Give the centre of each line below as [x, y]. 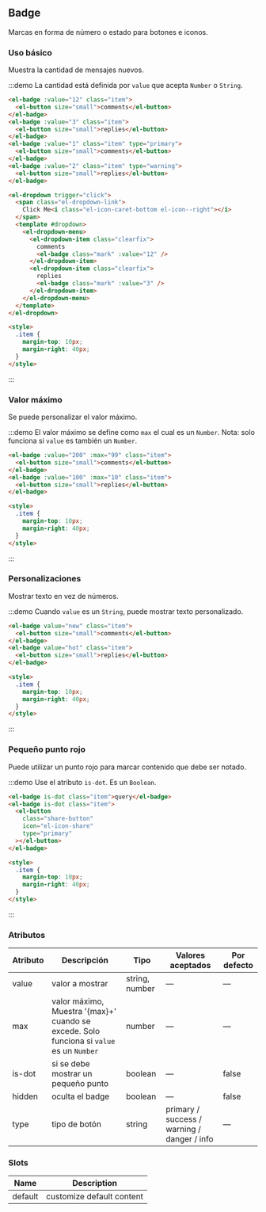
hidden [25, 1096]
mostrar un [72, 1074]
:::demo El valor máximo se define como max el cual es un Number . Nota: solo [132, 433]
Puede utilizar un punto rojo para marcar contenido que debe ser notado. [127, 767]
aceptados [190, 966]
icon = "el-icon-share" [58, 826]
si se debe [70, 1064]
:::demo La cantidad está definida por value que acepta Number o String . [125, 86]
